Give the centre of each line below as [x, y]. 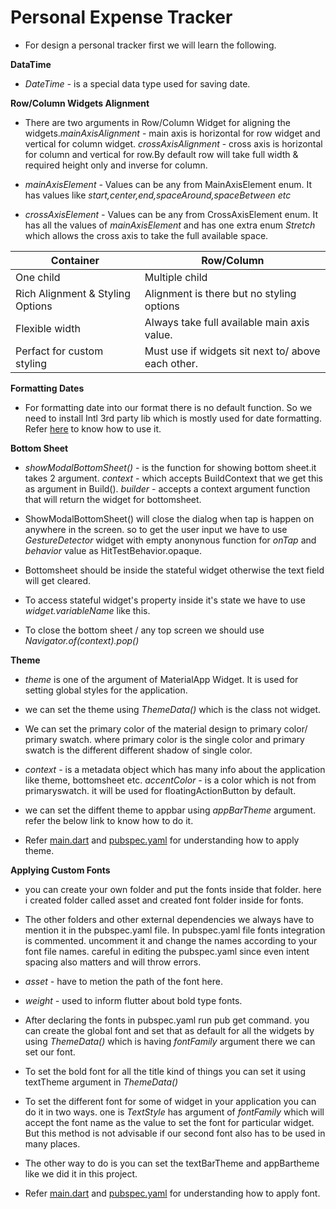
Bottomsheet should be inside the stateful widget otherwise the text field [174, 570]
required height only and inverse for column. [116, 165]
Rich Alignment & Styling [73, 293]
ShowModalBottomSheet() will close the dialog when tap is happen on [169, 518]
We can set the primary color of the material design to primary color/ [166, 728]
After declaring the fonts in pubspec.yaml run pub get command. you [167, 1020]
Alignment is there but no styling [220, 293]
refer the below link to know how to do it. [109, 820]
